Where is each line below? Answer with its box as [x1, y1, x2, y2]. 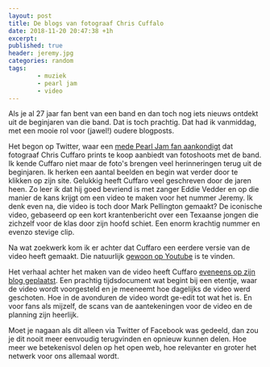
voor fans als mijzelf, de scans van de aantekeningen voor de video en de [8, 302, 252, 311]
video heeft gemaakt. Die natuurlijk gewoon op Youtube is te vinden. [8, 252, 235, 261]
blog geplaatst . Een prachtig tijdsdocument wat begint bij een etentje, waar [8, 276, 258, 286]
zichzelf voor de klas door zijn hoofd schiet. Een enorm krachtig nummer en [8, 219, 260, 228]
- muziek [37, 72, 67, 80]
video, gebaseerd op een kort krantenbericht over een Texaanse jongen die [8, 211, 260, 220]
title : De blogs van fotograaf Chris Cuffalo [8, 19, 164, 27]
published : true [8, 42, 63, 50]
